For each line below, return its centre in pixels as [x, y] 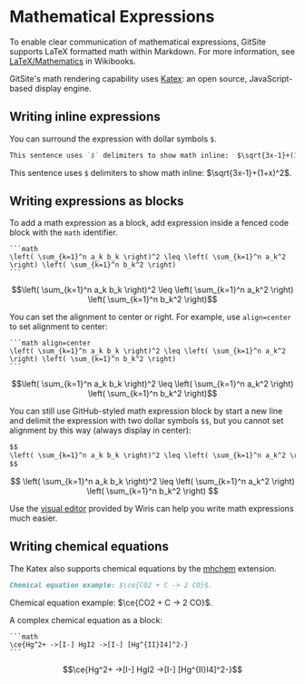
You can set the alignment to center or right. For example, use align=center [151, 317]
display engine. [64, 88]
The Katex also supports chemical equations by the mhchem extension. [143, 568]
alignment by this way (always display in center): [100, 430]
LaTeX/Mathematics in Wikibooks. [73, 61]
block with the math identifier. [64, 232]
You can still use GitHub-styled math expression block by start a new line [146, 411]
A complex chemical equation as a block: [86, 620]
